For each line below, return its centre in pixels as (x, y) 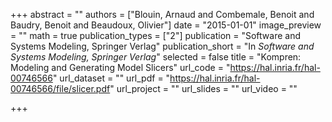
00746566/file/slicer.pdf (60, 88)
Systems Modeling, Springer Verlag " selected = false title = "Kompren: (156, 57)
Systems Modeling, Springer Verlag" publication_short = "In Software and (162, 46)
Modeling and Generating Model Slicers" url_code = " (120, 67)
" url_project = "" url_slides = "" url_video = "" (203, 88)
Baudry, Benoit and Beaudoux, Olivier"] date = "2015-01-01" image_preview (166, 25)
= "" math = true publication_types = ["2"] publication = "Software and (155, 35)
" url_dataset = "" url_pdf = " (111, 78)
